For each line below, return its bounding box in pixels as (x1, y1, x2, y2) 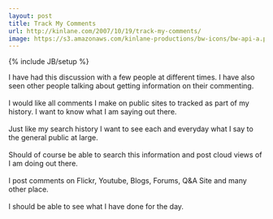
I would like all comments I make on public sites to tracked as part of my (8, 98, 249, 108)
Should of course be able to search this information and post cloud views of (8, 150, 262, 160)
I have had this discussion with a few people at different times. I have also (8, 72, 255, 82)
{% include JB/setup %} (8, 57, 89, 67)
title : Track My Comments (8, 19, 96, 28)
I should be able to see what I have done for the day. (8, 202, 184, 212)
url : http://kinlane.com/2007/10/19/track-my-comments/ (8, 27, 201, 35)
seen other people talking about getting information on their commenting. (8, 81, 254, 91)
